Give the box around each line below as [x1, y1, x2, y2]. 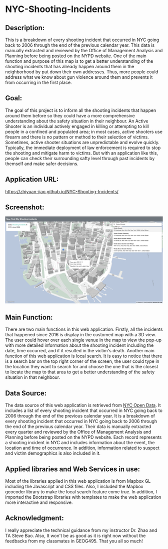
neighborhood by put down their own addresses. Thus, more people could [5, 69, 158, 75]
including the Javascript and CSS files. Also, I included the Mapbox [5, 483, 143, 489]
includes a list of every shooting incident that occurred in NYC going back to [5, 407, 162, 414]
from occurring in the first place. [5, 79, 72, 85]
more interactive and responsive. [5, 499, 73, 505]
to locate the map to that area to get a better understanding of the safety [5, 369, 155, 375]
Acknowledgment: [5, 514, 64, 522]
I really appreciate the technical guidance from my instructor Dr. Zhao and [5, 527, 157, 533]
